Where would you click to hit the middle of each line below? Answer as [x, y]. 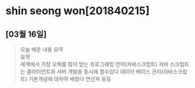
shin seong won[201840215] [78, 11]
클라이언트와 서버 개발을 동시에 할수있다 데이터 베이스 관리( [95, 71]
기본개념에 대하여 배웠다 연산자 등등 [70, 79]
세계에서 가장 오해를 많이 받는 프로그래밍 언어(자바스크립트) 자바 [94, 64]
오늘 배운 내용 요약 [42, 49]
